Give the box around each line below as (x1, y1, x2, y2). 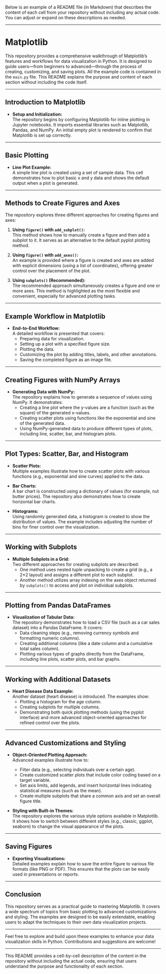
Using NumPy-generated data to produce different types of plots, (19, 426, 153, 431)
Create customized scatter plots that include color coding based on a (19, 772, 161, 778)
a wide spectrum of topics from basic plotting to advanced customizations (5, 908, 157, 914)
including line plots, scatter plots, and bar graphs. (19, 656, 121, 662)
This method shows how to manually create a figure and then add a (12, 232, 150, 238)
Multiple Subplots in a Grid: (12, 556, 70, 562)
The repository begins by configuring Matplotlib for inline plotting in (12, 116, 150, 122)
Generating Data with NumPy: (12, 389, 75, 395)
